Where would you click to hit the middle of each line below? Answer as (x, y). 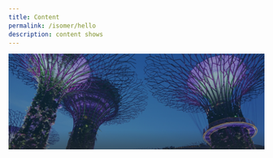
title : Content (34, 17)
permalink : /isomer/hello (52, 26)
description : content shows (56, 34)
